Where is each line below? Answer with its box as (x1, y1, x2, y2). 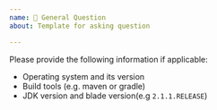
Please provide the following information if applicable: (9, 54, 208, 64)
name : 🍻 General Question (9, 13, 106, 22)
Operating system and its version (22, 71, 145, 81)
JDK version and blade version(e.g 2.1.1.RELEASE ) (22, 90, 208, 101)
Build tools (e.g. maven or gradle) (22, 80, 146, 91)
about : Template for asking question (9, 21, 151, 30)
